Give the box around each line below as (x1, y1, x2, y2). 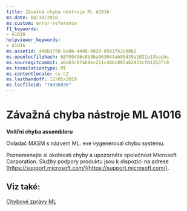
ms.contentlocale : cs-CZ (6, 71, 69, 77)
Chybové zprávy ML (6, 198, 57, 205)
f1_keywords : (6, 25, 39, 32)
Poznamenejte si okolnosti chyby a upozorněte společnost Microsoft (6, 151, 177, 158)
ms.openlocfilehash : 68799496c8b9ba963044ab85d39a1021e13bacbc (6, 54, 169, 60)
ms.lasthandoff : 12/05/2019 (6, 76, 77, 82)
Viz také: (6, 182, 41, 192)
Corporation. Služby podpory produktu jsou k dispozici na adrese (6, 158, 169, 165)
